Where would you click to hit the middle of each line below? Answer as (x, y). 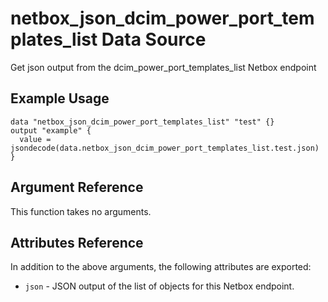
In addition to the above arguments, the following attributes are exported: (161, 267)
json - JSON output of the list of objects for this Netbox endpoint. (159, 286)
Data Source (154, 39)
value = (35, 139)
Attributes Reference (77, 242)
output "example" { (51, 130)
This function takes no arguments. (81, 211)
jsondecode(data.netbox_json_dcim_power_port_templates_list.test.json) (165, 148)
